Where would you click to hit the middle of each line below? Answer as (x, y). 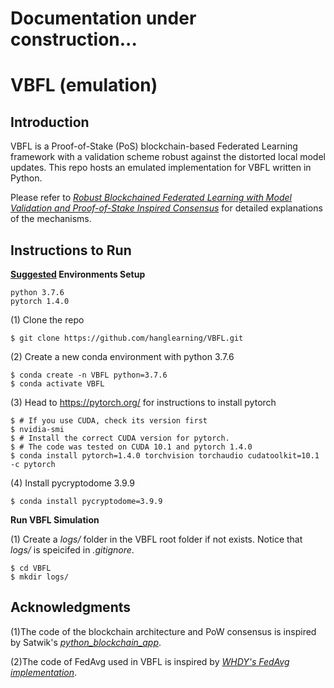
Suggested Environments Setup (78, 274)
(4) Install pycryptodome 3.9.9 (73, 483)
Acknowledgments (71, 607)
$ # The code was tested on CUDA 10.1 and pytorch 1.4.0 (131, 447)
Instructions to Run (71, 250)
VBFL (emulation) (84, 85)
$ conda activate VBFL (57, 384)
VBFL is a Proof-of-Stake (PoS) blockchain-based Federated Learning (154, 146)
